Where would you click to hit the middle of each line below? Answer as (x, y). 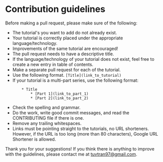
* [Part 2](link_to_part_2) (60, 98)
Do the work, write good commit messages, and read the (71, 113)
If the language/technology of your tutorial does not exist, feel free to (83, 59)
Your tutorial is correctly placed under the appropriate (68, 38)
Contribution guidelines (55, 9)
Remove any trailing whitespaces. (47, 123)
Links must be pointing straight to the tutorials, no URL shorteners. (81, 129)
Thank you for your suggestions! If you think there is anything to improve (80, 149)
